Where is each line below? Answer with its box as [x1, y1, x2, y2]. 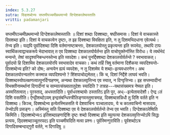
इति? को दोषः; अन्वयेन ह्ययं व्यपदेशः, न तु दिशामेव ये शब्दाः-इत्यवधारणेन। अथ [22, 66, 145, 72]
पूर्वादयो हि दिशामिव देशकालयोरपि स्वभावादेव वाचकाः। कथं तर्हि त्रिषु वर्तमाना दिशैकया [5, 60, 138, 66]
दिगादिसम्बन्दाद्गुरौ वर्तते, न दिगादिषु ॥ [5, 124, 66, 130]
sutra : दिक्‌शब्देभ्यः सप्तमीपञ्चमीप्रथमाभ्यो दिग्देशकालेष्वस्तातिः [5, 12, 96, 17]
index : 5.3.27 [5, 7, 36, 13]
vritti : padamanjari [5, 17, 50, 22]
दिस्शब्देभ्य [5, 66, 22, 72]
